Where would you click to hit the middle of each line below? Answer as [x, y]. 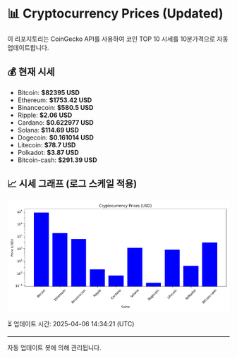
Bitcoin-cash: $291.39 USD [57, 160]
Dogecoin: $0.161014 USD [55, 137]
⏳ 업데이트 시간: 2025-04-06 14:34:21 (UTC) [71, 323]
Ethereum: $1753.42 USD [55, 100]
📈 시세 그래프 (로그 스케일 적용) [72, 184]
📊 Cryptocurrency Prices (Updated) [115, 14]
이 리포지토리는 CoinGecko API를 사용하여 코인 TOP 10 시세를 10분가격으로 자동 [118, 39]
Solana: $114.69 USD [48, 130]
